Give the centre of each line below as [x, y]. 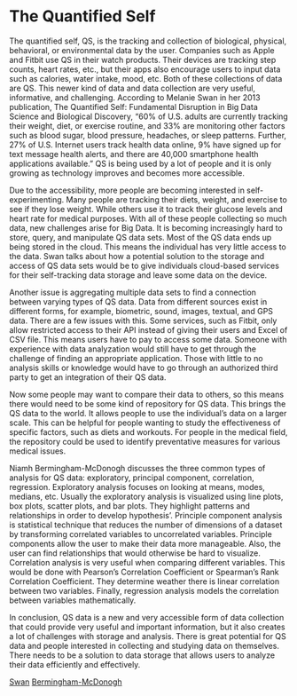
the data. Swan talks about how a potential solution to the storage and [137, 256]
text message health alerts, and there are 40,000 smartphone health [134, 154]
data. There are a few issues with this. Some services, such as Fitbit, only [143, 320]
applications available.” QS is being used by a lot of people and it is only [141, 163]
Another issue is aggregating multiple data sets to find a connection [133, 292]
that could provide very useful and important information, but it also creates [147, 627]
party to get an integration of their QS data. [88, 377]
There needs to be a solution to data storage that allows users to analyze [142, 655]
